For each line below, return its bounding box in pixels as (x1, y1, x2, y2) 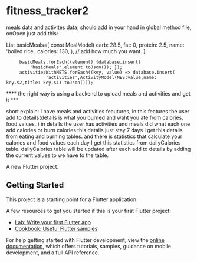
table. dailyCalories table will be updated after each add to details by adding (6, 145, 191, 152)
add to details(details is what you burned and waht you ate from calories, (6, 114, 184, 121)
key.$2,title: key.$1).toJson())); (6, 80, 94, 86)
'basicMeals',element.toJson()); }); (29, 64, 123, 70)
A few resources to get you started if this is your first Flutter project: (6, 207, 171, 214)
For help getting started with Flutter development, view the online (6, 236, 165, 243)
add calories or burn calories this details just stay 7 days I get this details (6, 126, 183, 133)
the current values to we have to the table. (6, 152, 109, 159)
